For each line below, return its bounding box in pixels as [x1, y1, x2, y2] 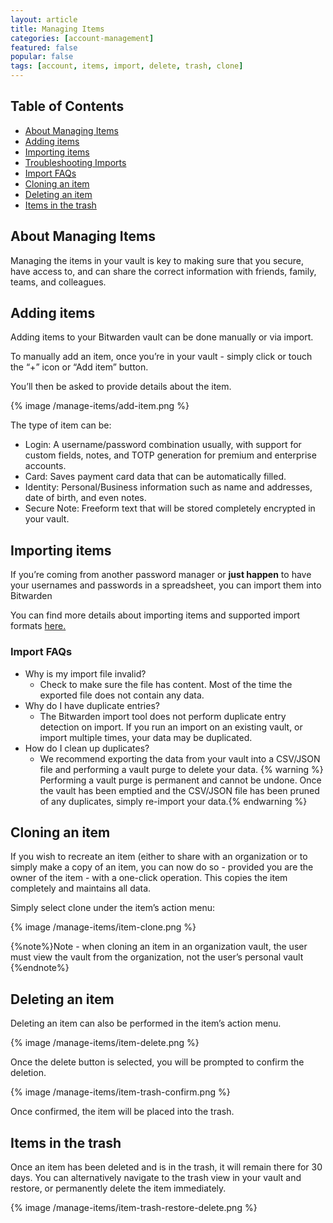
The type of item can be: [10, 419, 112, 431]
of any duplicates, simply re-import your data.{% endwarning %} [39, 795, 308, 807]
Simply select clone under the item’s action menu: [10, 902, 216, 914]
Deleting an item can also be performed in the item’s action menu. [10, 1017, 282, 1030]
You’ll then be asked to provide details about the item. [10, 381, 232, 393]
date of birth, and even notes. [24, 492, 147, 504]
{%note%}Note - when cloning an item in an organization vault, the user [10, 941, 308, 953]
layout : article [10, 14, 78, 25]
